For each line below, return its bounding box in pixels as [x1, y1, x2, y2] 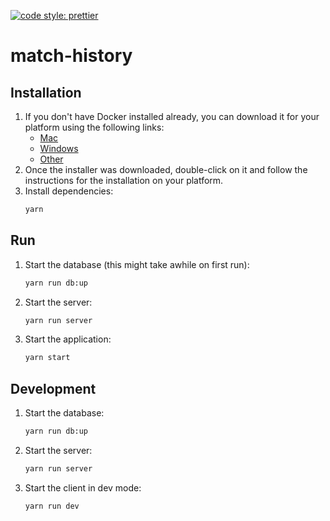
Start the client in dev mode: [24, 481, 142, 494]
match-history [10, 45, 133, 67]
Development [10, 380, 97, 397]
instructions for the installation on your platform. [24, 175, 224, 186]
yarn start [24, 353, 71, 363]
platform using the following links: [24, 121, 165, 133]
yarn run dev [24, 501, 80, 511]
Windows [39, 143, 79, 154]
